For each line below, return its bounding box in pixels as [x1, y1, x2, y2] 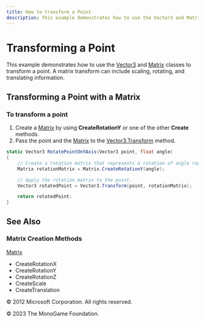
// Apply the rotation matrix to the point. [17, 177, 132, 183]
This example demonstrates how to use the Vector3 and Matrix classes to [6, 61, 192, 68]
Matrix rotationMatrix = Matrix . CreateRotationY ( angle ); [17, 166, 165, 172]
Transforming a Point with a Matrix [6, 92, 141, 102]
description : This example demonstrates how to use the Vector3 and [6, 15, 184, 21]
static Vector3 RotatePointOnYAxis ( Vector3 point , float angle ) [6, 149, 173, 155]
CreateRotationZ [15, 273, 57, 280]
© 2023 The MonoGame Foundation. [6, 310, 99, 317]
